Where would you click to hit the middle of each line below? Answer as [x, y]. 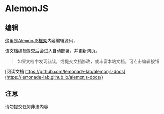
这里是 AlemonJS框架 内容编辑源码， [41, 40]
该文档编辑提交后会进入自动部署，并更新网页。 [52, 51]
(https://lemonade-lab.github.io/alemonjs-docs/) [54, 77]
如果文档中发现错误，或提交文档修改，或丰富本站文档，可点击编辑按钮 [88, 61]
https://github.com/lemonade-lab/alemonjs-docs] [75, 72]
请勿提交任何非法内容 [27, 106]
